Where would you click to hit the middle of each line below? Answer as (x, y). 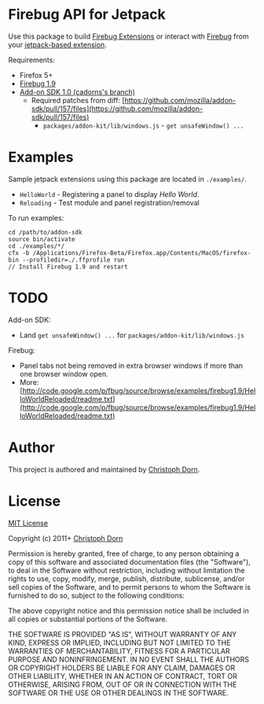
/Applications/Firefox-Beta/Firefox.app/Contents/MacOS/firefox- (142, 253)
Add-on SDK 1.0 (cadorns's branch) (77, 91)
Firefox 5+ (36, 75)
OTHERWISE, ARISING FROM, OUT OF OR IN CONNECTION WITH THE (123, 684)
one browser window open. (64, 374)
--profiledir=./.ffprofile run (73, 260)
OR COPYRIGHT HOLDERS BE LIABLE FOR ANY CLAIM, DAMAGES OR (122, 668)
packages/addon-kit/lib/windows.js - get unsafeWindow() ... (143, 125)
